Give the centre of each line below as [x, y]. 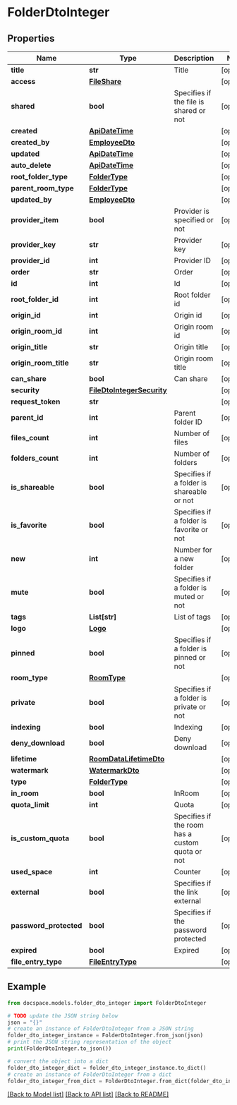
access [23, 81]
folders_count [35, 458]
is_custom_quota [40, 838]
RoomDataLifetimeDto [127, 759]
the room [189, 825]
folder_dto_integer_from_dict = [55, 1081]
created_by [30, 142]
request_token [36, 401]
